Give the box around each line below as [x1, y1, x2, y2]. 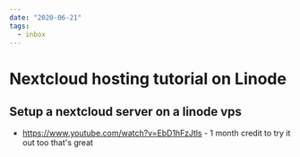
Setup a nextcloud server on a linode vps [9, 104, 242, 119]
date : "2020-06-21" [9, 13, 82, 22]
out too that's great [21, 137, 94, 148]
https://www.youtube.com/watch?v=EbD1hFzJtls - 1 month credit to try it [21, 127, 291, 139]
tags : [9, 22, 30, 31]
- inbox [17, 30, 47, 39]
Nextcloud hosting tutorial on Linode [9, 68, 287, 89]
